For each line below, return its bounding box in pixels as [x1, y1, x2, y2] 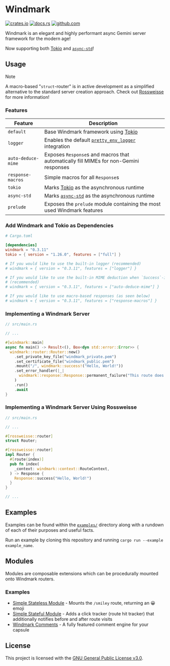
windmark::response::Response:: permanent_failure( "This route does [18, 373, 164, 378]
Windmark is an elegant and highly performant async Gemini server [5, 30, 146, 36]
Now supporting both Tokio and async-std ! [5, 45, 95, 51]
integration [44, 143, 70, 150]
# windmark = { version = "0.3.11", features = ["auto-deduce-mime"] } [5, 285, 159, 290]
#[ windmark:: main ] [5, 340, 44, 345]
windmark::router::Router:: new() [10, 349, 80, 355]
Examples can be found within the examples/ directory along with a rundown [5, 522, 164, 528]
